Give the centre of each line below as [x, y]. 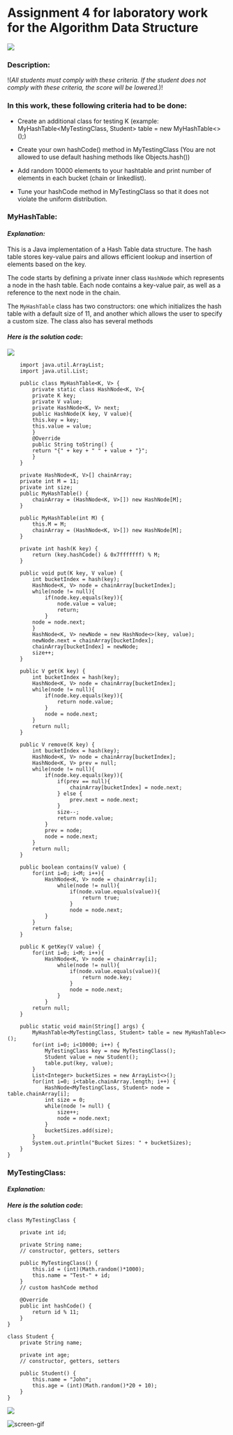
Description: [29, 64]
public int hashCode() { [56, 1306]
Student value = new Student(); [91, 1057]
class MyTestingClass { [42, 1220]
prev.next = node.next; [104, 799]
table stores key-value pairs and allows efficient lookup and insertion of [110, 256]
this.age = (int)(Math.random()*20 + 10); [95, 1385]
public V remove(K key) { [58, 744]
